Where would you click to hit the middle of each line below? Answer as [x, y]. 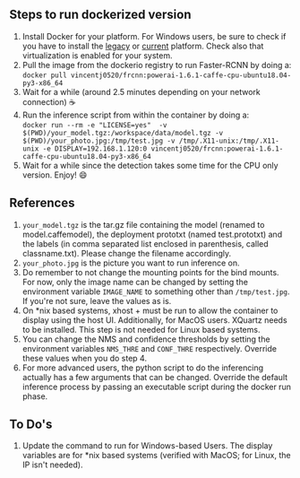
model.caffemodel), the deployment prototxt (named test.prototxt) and [152, 234]
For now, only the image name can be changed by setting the [135, 282]
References [42, 203]
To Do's [31, 425]
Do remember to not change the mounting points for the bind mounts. [150, 272]
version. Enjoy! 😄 [55, 175]
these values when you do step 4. [85, 358]
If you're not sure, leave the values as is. [97, 300]
